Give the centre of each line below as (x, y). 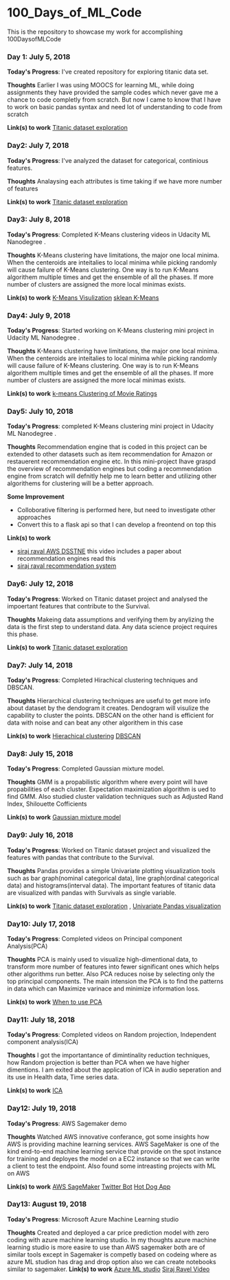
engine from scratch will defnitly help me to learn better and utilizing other (112, 476)
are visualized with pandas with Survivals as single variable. (92, 892)
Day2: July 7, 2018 (38, 146)
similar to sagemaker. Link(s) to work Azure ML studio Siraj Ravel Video (108, 1269)
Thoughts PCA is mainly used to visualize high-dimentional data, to (102, 959)
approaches (34, 518)
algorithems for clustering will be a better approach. (81, 483)
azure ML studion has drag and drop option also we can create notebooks (112, 1261)
